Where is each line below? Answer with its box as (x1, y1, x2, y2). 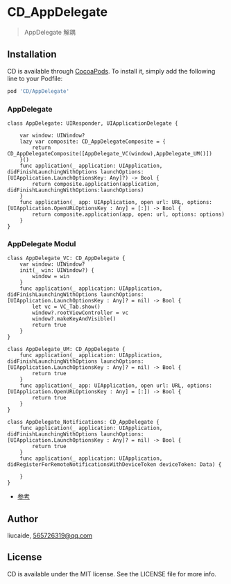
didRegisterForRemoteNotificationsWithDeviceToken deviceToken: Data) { (7, 461, 222, 468)
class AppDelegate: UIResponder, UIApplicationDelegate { (7, 119, 178, 127)
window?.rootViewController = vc (32, 309, 129, 316)
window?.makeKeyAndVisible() (32, 316, 117, 323)
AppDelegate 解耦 (24, 28, 76, 36)
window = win (32, 273, 70, 280)
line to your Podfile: (7, 74, 63, 83)
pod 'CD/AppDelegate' (7, 87, 70, 94)
